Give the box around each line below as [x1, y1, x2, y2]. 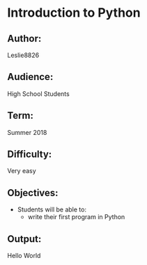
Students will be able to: [17, 205, 87, 214]
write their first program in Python [27, 213, 125, 221]
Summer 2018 [7, 128, 47, 136]
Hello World [7, 252, 41, 260]
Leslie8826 [7, 51, 40, 59]
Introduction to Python [7, 5, 141, 21]
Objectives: [7, 186, 59, 199]
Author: [7, 33, 42, 45]
